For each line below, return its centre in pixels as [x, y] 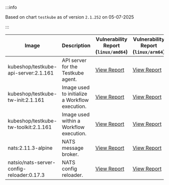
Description [76, 46]
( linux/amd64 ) [112, 52]
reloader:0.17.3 [26, 175]
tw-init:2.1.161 [26, 100]
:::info [11, 7]
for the [70, 67]
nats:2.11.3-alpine [30, 148]
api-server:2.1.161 [31, 73]
